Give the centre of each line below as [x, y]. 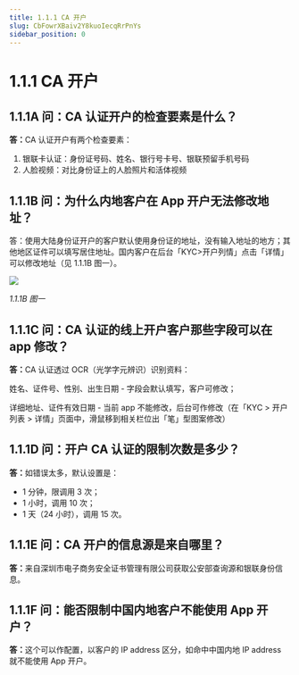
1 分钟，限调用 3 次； [61, 491]
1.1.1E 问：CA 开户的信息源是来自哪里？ [117, 545]
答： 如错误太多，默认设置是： [64, 472]
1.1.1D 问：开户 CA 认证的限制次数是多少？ [125, 450]
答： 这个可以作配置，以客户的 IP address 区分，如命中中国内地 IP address [145, 650]
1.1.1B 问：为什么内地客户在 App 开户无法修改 [133, 200]
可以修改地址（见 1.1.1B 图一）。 [66, 263]
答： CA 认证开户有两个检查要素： [71, 140]
